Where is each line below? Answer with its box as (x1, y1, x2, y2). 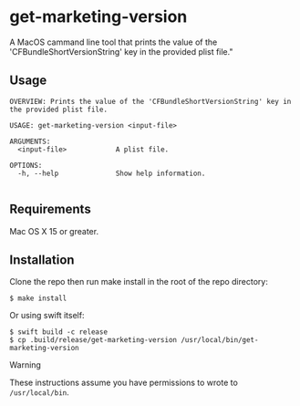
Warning (9, 359, 41, 370)
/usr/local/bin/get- (181, 336, 259, 345)
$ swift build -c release (9, 328, 108, 337)
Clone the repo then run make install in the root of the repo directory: (9, 276, 269, 287)
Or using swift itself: (9, 310, 85, 321)
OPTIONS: (9, 161, 43, 170)
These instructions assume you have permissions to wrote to (9, 377, 239, 389)
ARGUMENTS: (9, 137, 51, 146)
